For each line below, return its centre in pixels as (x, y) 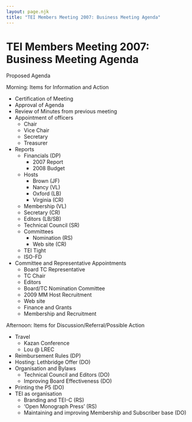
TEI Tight (35, 251)
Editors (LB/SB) (42, 219)
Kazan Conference (47, 343)
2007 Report (48, 162)
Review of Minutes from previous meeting (66, 111)
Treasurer (36, 143)
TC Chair (34, 276)
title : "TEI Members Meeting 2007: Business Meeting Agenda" (84, 17)
